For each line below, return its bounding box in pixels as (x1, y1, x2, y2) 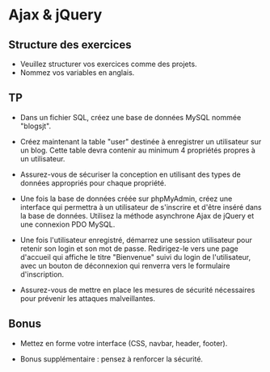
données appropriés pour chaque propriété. (19, 178, 167, 187)
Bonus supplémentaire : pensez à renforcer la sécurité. (19, 353, 204, 364)
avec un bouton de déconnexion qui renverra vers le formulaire (19, 261, 230, 270)
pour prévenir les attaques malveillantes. (19, 293, 156, 303)
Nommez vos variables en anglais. (19, 68, 135, 77)
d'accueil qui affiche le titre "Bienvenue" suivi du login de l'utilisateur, (19, 252, 251, 261)
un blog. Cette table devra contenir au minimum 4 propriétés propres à (19, 145, 256, 155)
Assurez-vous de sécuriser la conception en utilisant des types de (19, 169, 241, 179)
